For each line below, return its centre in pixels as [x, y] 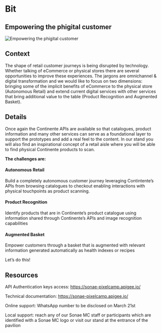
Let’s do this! [18, 260]
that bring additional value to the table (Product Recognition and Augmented [81, 96]
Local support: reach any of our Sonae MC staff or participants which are [78, 315]
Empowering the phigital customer [58, 27]
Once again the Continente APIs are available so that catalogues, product [78, 129]
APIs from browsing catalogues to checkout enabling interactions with [75, 186]
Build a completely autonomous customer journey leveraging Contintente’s [79, 180]
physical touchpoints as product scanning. [48, 191]
